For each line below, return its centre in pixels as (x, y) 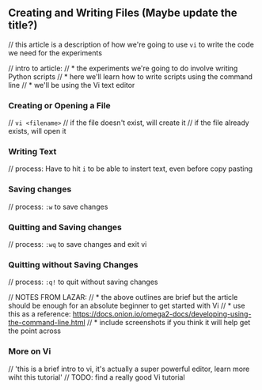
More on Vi (30, 351)
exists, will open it (37, 131)
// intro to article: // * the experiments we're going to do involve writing (123, 68)
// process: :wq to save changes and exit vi (78, 244)
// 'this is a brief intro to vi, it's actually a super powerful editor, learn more (129, 369)
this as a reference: (40, 314)
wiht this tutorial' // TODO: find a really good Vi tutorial (97, 377)
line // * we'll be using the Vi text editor (72, 85)
